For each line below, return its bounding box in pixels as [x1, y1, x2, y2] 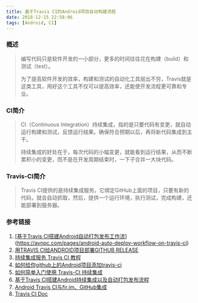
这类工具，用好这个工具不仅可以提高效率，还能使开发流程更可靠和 [20, 83, 182, 90]
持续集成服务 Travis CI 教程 [14, 254, 81, 261]
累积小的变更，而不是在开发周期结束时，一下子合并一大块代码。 [20, 156, 177, 163]
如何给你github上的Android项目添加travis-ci [14, 261, 122, 268]
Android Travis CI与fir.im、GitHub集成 [14, 283, 107, 291]
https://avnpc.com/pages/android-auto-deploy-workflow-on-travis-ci [17, 239, 187, 247]
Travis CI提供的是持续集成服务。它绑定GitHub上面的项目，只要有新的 [20, 187, 190, 194]
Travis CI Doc [14, 290, 48, 297]
